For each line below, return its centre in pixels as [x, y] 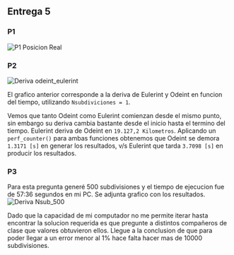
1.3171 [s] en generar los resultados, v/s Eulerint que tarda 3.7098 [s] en [115, 146]
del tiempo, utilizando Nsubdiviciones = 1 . [69, 102]
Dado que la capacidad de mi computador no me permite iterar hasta [108, 215]
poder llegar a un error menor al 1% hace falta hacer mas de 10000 [105, 238]
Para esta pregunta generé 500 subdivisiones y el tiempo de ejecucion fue [116, 187]
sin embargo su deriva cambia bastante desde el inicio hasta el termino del [116, 123]
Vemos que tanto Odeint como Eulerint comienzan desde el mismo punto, [115, 115]
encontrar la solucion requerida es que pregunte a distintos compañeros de [117, 223]
